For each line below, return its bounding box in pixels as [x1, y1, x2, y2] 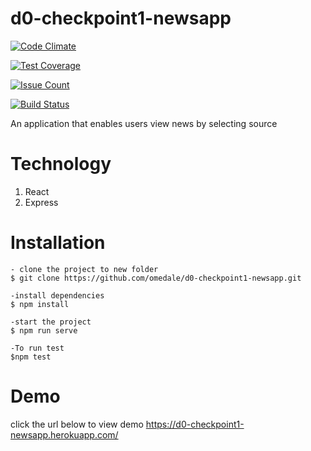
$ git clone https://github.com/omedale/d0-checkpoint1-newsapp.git [10, 273, 302, 283]
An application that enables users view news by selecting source [10, 117, 278, 129]
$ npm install [10, 299, 70, 309]
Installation [10, 232, 106, 254]
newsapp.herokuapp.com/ [10, 428, 119, 441]
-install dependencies [10, 290, 105, 301]
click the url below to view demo [10, 418, 144, 430]
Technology [10, 153, 112, 176]
